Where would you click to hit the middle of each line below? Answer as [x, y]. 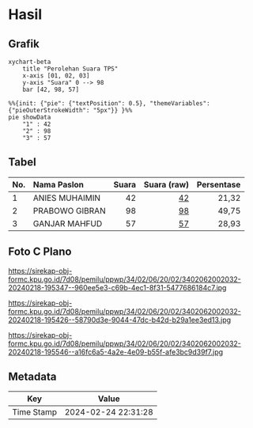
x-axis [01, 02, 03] [56, 76]
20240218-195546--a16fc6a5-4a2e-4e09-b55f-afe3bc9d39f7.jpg [116, 352]
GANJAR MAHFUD [68, 223]
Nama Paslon [59, 184]
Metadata [32, 377]
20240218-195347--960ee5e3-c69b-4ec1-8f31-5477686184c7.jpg [117, 287]
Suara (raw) [166, 184]
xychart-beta [30, 62]
